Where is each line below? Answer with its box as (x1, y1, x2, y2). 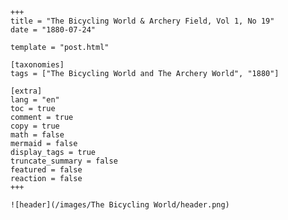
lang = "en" (10, 95, 60, 105)
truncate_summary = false (10, 156, 118, 166)
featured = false (10, 165, 83, 175)
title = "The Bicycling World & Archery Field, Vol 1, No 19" (10, 16, 275, 26)
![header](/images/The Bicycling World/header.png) (10, 200, 230, 210)
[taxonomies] (10, 60, 65, 70)
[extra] (10, 86, 43, 96)
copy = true (10, 121, 60, 131)
